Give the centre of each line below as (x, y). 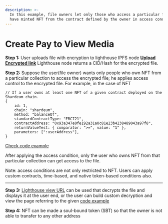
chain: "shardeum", (34, 110)
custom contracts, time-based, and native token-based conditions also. (79, 176)
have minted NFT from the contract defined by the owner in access (81, 19)
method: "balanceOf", (36, 115)
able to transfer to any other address (43, 216)
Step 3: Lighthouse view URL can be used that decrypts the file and (75, 190)
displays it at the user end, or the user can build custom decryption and (79, 195)
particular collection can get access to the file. (53, 161)
